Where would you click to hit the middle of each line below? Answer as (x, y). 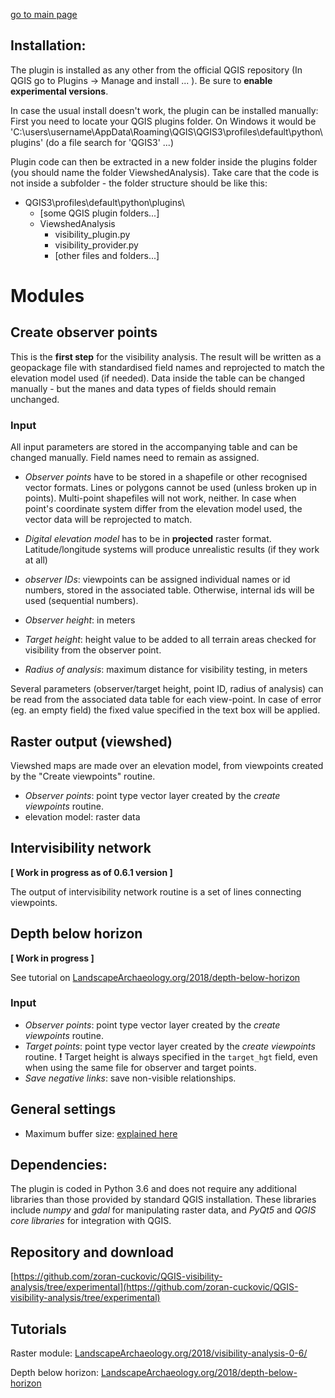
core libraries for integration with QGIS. (91, 1221)
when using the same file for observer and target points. (140, 1067)
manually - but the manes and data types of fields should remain (143, 388)
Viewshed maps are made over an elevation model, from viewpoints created (167, 765)
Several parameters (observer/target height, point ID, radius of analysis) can (167, 689)
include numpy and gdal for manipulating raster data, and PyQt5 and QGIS (163, 1210)
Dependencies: (59, 1165)
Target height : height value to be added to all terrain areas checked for (170, 640)
